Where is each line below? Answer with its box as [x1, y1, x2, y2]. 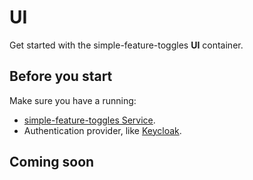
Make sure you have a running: [9, 94, 137, 106]
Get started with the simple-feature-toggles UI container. [9, 39, 244, 51]
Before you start [9, 68, 113, 85]
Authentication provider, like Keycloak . [23, 124, 182, 136]
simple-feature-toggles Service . [23, 114, 156, 126]
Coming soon [9, 154, 95, 171]
